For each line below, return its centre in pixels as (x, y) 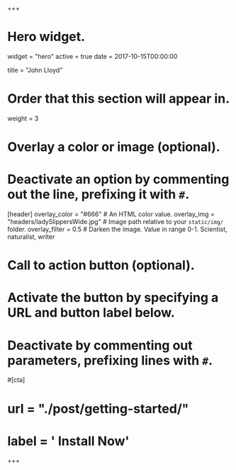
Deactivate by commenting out (100, 345)
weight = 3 (23, 118)
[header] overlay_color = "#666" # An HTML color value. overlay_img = (111, 214)
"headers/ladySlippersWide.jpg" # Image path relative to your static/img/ (116, 222)
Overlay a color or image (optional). (114, 147)
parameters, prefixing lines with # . (110, 360)
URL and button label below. (91, 313)
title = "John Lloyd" (35, 70)
